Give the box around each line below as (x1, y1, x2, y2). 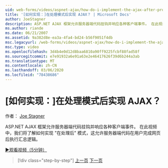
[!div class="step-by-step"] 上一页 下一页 (17, 157, 103, 163)
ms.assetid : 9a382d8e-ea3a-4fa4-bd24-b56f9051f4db (5, 35, 113, 40)
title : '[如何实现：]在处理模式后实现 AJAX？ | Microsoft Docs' (5, 12, 131, 17)
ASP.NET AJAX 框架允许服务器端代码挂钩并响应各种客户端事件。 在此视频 (5, 123, 157, 129)
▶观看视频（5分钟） (5, 146, 47, 152)
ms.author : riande (5, 26, 43, 31)
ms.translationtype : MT (5, 58, 55, 63)
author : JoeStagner (5, 16, 46, 21)
